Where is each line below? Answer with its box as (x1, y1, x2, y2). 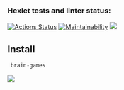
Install (7, 43, 35, 55)
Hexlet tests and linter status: (7, 6, 111, 16)
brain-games (10, 62, 46, 69)
